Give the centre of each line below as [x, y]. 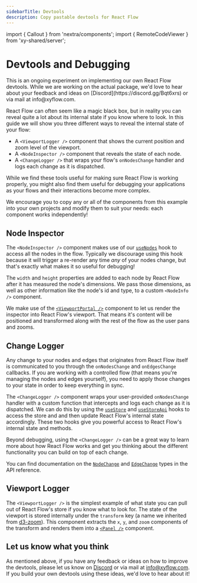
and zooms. [20, 327]
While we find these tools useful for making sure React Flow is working [92, 178]
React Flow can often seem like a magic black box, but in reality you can [94, 111]
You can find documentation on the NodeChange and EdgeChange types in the [97, 464]
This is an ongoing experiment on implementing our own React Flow [89, 81]
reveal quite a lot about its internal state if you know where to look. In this [95, 117]
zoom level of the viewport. [48, 148]
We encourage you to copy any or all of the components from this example [97, 202]
